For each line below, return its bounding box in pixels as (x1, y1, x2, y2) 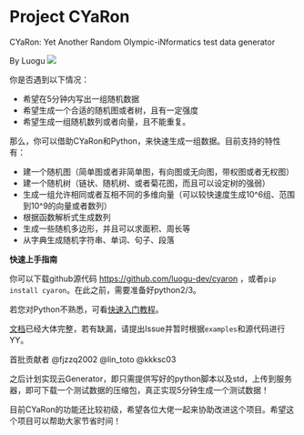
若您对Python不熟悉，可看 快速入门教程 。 (9, 303, 164, 315)
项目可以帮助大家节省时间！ (16, 415, 121, 426)
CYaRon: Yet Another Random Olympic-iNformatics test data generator (9, 36, 276, 47)
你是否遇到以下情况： (9, 74, 89, 85)
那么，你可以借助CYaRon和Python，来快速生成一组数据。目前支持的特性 (9, 135, 281, 147)
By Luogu (9, 55, 46, 66)
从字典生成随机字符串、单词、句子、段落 (22, 234, 175, 245)
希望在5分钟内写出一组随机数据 (22, 93, 140, 104)
